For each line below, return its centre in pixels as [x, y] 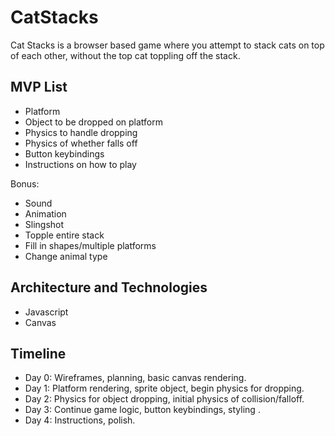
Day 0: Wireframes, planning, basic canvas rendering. [135, 378]
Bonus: [25, 183]
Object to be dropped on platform [93, 122]
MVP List [39, 87]
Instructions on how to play [80, 164]
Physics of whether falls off [81, 143]
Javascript [46, 312]
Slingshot [44, 224]
